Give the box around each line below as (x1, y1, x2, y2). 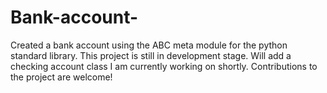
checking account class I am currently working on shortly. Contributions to (10, 60, 318, 72)
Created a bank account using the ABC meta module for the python (10, 39, 288, 51)
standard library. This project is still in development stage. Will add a (10, 49, 292, 61)
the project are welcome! (10, 71, 113, 83)
